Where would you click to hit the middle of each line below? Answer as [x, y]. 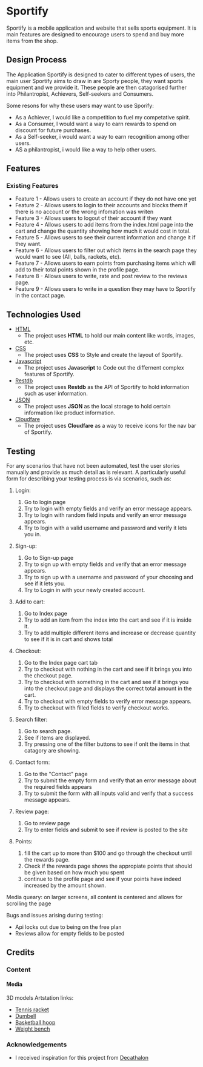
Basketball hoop [35, 1022]
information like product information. [70, 413]
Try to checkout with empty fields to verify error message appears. [108, 702]
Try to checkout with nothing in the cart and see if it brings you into [108, 669]
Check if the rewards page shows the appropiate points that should [108, 866]
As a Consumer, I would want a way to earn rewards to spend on [96, 124]
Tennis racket [32, 1009]
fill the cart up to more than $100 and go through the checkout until [108, 853]
